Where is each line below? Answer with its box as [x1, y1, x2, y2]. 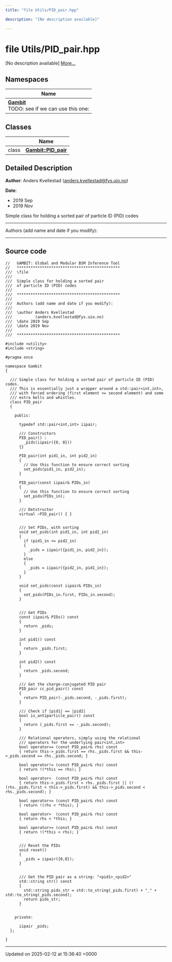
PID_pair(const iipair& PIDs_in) [18, 480, 91, 485]
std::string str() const [18, 879, 72, 884]
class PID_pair [10, 399, 42, 404]
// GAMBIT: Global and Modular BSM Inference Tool [5, 261, 120, 266]
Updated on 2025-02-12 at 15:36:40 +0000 [5, 951, 97, 957]
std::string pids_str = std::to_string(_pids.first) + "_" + [24, 888, 157, 893]
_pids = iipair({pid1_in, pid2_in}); [28, 547, 109, 552]
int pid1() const [18, 637, 56, 642]
